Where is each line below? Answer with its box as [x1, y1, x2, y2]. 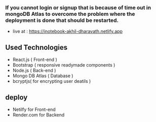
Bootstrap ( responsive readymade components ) [12, 62, 115, 68]
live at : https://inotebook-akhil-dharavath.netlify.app [12, 28, 123, 35]
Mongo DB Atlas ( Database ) [12, 73, 73, 79]
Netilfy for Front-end [12, 106, 56, 112]
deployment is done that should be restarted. [5, 17, 119, 24]
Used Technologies [5, 43, 67, 52]
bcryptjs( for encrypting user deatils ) [12, 78, 91, 84]
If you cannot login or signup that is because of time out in [5, 4, 151, 11]
